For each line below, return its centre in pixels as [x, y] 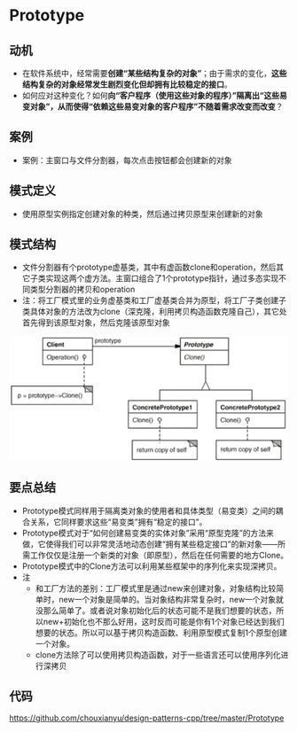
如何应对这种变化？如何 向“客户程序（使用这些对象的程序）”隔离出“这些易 [155, 95]
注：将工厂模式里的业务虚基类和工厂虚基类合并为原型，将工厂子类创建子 [154, 300]
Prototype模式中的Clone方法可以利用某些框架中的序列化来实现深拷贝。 [152, 566]
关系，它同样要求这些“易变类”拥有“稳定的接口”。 [118, 522]
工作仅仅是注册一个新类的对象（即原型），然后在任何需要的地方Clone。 [159, 555]
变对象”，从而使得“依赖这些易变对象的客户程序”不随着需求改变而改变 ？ [152, 106]
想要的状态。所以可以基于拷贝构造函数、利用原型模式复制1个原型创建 [161, 632]
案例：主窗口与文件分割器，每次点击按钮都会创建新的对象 [127, 160]
